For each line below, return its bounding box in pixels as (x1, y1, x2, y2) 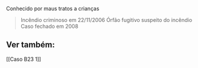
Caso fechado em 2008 (20, 23, 79, 30)
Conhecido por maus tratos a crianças (6, 5, 99, 12)
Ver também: (6, 40, 55, 50)
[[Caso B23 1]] (6, 56, 41, 63)
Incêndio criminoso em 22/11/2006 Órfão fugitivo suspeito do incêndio (20, 17, 193, 23)
